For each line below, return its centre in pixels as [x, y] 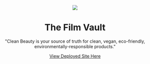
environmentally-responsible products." [75, 46]
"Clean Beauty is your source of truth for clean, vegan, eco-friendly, [75, 41]
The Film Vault [75, 28]
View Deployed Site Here [75, 56]
